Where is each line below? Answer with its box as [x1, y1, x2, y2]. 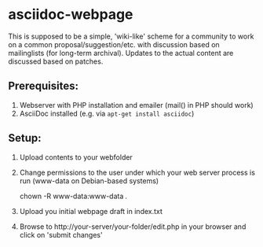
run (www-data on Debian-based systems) [19, 175, 159, 186]
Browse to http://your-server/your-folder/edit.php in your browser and [19, 222, 247, 231]
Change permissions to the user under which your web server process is [19, 168, 255, 177]
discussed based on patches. [8, 57, 104, 66]
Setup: [8, 131, 42, 145]
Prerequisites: [8, 79, 79, 93]
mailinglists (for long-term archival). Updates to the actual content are [8, 48, 234, 57]
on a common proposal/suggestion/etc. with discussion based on [8, 39, 220, 49]
